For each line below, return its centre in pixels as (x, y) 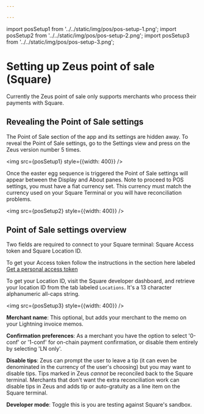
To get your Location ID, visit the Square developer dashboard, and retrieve (100, 281)
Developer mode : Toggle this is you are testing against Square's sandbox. (99, 405)
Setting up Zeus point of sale (81, 66)
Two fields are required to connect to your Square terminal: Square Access (100, 245)
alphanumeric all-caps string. (43, 294)
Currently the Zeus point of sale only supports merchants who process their (101, 96)
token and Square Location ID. (44, 251)
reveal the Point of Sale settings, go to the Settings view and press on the (98, 143)
